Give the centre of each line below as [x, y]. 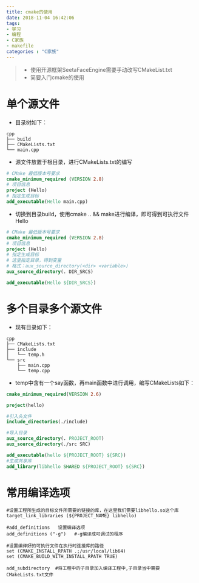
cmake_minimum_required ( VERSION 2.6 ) [54, 394]
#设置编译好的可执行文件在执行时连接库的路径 [55, 546]
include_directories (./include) [47, 422]
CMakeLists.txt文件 [30, 575]
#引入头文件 [19, 416]
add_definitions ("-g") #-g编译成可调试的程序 [65, 534]
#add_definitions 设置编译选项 [46, 528]
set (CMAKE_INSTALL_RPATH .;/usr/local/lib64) [66, 551]
